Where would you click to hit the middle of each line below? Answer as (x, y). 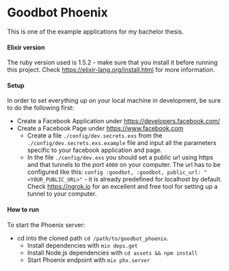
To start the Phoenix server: (46, 224)
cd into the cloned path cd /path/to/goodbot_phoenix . (93, 238)
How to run (23, 209)
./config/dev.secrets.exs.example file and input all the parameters (122, 143)
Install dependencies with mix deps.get (82, 245)
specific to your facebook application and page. (95, 150)
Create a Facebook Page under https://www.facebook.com (100, 129)
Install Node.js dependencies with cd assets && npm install (112, 253)
